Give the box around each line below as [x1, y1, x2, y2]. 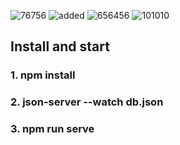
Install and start [10, 38, 110, 55]
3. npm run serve [10, 122, 95, 136]
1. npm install [10, 68, 76, 82]
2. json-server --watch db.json [10, 95, 164, 109]
